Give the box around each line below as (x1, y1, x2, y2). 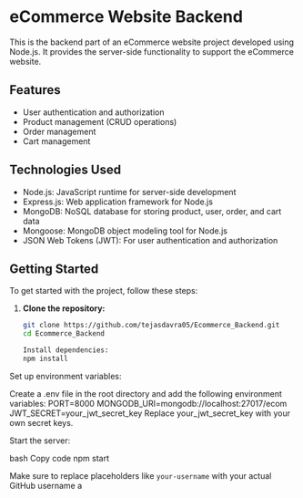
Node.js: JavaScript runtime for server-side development (22, 186, 237, 197)
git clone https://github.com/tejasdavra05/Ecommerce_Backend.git (22, 321, 280, 330)
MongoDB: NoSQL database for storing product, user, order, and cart (22, 205, 282, 216)
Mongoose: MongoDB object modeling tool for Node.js (22, 225, 227, 236)
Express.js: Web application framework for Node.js (22, 196, 214, 207)
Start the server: (9, 435, 71, 446)
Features (9, 82, 61, 98)
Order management (22, 126, 96, 137)
